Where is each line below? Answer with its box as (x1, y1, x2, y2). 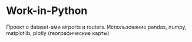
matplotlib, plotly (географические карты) (6, 29, 110, 36)
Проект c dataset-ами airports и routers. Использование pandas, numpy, (6, 23, 187, 30)
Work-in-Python (6, 4, 88, 17)
